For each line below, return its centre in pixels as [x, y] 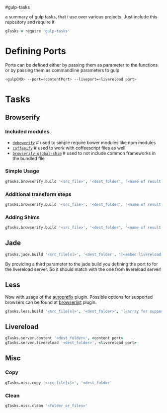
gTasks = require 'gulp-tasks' [38, 31]
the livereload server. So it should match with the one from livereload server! [83, 269]
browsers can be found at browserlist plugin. [51, 302]
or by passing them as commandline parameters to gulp [62, 70]
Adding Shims [22, 217]
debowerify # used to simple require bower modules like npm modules [84, 142]
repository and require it [30, 22]
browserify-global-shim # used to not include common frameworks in [84, 153]
